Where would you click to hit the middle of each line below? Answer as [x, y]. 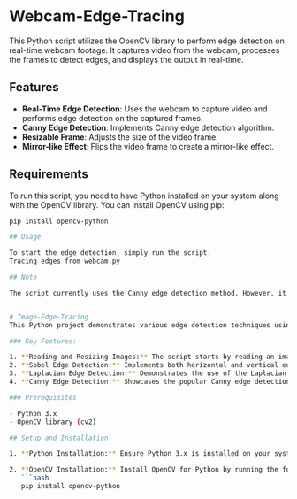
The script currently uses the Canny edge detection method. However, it [148, 293]
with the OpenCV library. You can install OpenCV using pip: [117, 204]
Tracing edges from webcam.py [65, 261]
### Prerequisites [43, 397]
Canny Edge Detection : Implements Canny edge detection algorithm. [148, 127]
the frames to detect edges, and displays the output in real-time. [126, 59]
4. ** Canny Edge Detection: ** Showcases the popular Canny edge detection [150, 382]
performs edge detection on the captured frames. [112, 118]
